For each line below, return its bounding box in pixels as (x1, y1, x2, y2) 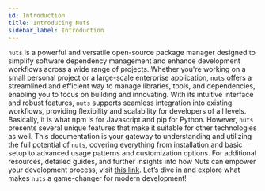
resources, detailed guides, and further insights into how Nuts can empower (8, 157, 256, 167)
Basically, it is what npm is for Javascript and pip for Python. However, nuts (8, 115, 254, 125)
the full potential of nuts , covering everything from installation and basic (8, 140, 243, 150)
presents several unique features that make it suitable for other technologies (8, 123, 257, 133)
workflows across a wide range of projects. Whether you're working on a (8, 65, 247, 74)
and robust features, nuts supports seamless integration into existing (8, 98, 233, 107)
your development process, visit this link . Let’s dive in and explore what (8, 165, 240, 174)
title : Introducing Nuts (8, 19, 90, 27)
